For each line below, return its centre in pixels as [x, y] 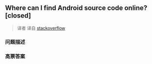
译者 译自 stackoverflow [41, 28]
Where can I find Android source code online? [76, 8]
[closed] [18, 16]
